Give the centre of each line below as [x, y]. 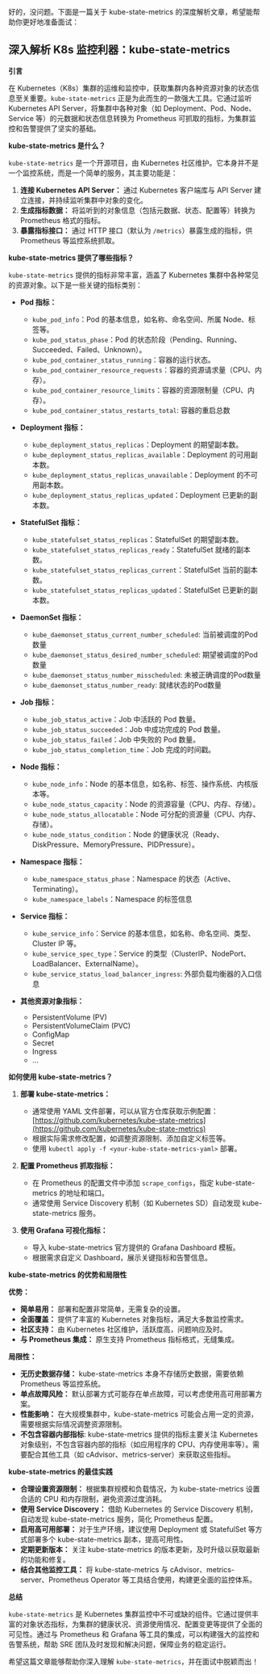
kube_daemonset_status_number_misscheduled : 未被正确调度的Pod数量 [146, 675]
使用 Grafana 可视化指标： [64, 1230]
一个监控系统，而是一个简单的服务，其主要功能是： [93, 173]
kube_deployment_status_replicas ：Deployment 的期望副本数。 [137, 444]
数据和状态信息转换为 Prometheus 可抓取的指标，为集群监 [160, 118]
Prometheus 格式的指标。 [62, 220]
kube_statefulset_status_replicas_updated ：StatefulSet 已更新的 [141, 590]
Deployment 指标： [52, 427]
